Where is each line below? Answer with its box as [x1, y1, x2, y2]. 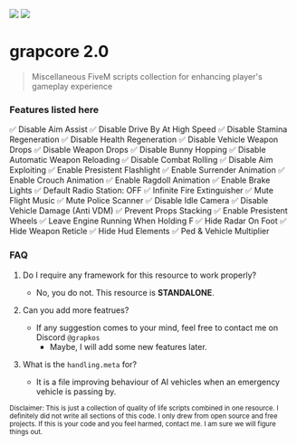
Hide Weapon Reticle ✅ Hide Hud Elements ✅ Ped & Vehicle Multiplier [9, 226, 270, 237]
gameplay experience [31, 80, 113, 91]
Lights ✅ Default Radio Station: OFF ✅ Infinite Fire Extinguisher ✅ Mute [9, 185, 274, 196]
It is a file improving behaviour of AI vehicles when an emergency [35, 376, 281, 387]
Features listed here [9, 103, 100, 116]
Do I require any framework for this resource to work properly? [22, 270, 256, 280]
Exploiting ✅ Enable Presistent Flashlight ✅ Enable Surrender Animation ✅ [9, 165, 285, 175]
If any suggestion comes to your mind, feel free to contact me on [35, 322, 279, 333]
